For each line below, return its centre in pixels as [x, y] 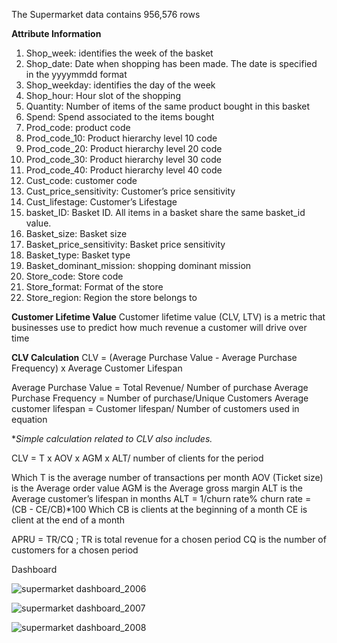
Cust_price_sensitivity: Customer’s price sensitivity [130, 191]
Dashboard [34, 569]
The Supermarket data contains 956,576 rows [106, 14]
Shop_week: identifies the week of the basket [119, 53]
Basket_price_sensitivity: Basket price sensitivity [125, 244]
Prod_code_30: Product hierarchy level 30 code [123, 159]
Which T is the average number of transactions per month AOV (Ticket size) [167, 477]
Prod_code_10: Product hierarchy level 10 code [121, 138]
